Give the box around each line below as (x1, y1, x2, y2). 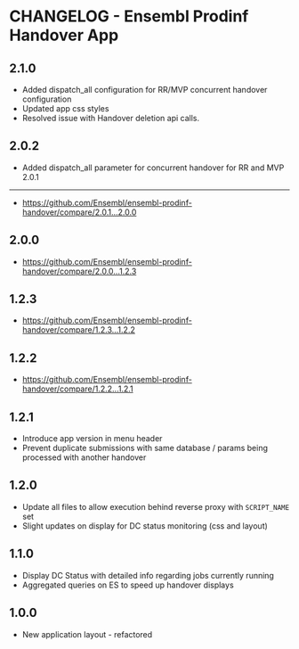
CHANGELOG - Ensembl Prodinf (9, 6, 249, 27)
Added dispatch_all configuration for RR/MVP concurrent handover (21, 85, 268, 94)
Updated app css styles (21, 103, 109, 113)
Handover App (9, 25, 119, 45)
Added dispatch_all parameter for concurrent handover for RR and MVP (21, 162, 285, 173)
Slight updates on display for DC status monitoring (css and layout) (21, 520, 269, 531)
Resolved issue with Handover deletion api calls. (21, 113, 200, 123)
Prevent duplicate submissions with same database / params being (21, 443, 269, 454)
